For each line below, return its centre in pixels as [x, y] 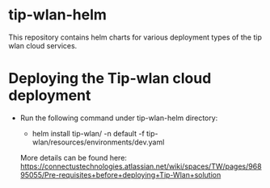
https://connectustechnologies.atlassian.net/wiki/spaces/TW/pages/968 [141, 166]
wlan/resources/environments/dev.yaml [98, 142]
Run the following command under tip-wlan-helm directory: [119, 118]
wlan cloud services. [43, 45]
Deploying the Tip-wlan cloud [110, 79]
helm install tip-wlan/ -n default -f [89, 133]
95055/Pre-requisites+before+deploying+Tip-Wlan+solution [120, 174]
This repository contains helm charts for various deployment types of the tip [135, 37]
